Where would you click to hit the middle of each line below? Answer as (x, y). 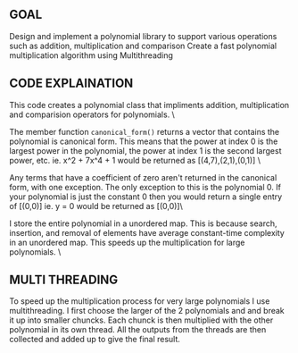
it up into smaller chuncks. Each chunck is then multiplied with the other (141, 320)
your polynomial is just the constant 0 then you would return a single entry (146, 197)
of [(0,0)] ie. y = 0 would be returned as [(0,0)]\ (96, 206)
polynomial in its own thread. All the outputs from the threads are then (138, 330)
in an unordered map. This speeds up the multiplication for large (127, 242)
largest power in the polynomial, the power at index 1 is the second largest (145, 150)
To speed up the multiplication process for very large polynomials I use (140, 301)
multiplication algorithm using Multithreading (91, 55)
